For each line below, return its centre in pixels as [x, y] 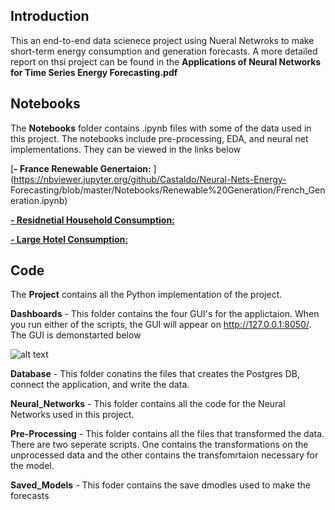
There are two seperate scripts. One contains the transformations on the [159, 445]
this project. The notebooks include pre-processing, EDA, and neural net [159, 138]
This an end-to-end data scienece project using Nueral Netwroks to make [162, 40]
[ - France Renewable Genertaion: [81, 168]
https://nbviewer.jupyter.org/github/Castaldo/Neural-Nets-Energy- [150, 179]
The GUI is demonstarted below [76, 335]
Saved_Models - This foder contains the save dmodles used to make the [160, 485]
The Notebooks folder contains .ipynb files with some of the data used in [161, 128]
